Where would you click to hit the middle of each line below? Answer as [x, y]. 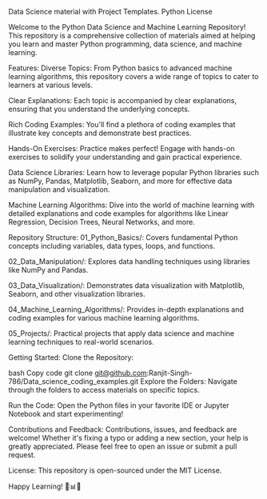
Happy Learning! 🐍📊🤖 [45, 486]
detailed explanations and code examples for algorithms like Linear [118, 214]
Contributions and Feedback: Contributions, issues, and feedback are [123, 429]
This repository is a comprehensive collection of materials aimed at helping [132, 36]
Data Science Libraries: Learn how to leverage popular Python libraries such [134, 172]
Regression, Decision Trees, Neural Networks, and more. [102, 222]
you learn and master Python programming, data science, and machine [125, 44]
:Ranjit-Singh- [169, 373]
